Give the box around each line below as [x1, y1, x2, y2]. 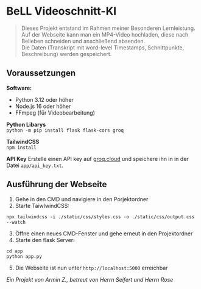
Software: [6, 84, 32, 91]
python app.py [6, 253, 43, 260]
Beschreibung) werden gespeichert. [21, 50, 112, 57]
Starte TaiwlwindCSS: [15, 202, 70, 209]
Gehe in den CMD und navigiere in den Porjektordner [15, 195, 149, 202]
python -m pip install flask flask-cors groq [6, 127, 124, 134]
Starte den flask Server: [15, 236, 75, 243]
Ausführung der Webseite [6, 179, 107, 190]
